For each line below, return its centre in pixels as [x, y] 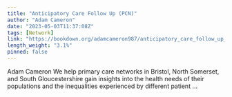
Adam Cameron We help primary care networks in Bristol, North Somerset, [113, 71]
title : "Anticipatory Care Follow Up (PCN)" [72, 13]
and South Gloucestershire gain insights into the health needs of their [106, 78]
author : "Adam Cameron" [41, 20]
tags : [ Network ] [30, 33]
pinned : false [28, 52]
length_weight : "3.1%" [40, 45]
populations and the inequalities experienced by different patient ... [103, 86]
